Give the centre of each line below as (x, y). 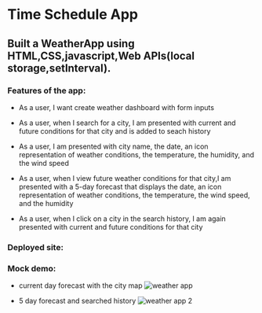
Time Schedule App (73, 15)
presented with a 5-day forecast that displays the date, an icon (120, 186)
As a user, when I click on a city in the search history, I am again (122, 219)
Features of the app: (47, 90)
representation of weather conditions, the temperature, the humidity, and (136, 154)
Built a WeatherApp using (71, 44)
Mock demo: (32, 268)
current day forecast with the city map (80, 285)
